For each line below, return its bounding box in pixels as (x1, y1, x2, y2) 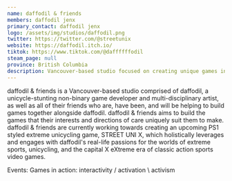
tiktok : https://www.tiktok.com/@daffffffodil (7, 49, 144, 56)
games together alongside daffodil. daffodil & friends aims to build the (7, 108, 206, 117)
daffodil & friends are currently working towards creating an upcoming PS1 (7, 123, 220, 131)
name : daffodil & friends (7, 10, 81, 17)
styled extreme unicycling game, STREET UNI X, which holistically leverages (7, 130, 224, 138)
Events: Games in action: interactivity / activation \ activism (7, 166, 175, 174)
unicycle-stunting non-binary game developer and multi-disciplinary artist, (7, 94, 220, 102)
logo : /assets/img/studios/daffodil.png (7, 29, 126, 36)
